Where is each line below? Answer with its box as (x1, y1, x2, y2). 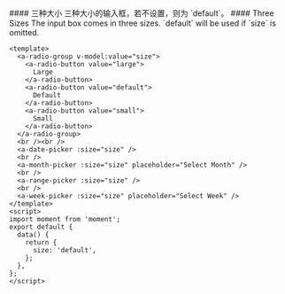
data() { (17, 230, 50, 239)
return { (25, 238, 58, 247)
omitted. (9, 27, 40, 37)
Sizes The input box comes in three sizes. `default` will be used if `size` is (9, 18, 277, 28)
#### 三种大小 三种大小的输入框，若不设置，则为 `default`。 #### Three (9, 8, 274, 19)
